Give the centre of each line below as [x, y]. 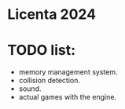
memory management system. [68, 72]
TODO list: [42, 51]
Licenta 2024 [51, 15]
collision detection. [49, 81]
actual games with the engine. [68, 97]
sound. [30, 89]
